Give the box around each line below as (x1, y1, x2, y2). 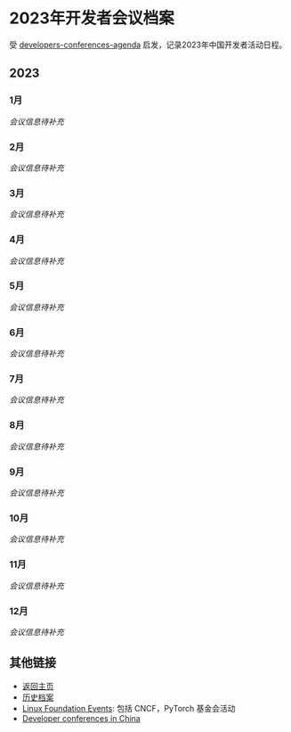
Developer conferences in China (21, 712, 141, 723)
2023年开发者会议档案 (9, 8, 175, 29)
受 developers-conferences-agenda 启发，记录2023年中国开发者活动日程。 (9, 39, 287, 50)
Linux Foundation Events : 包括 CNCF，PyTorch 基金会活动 (21, 703, 236, 713)
